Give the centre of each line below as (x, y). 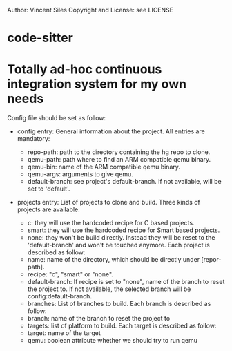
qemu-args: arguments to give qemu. (80, 174)
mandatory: (33, 139)
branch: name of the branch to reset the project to (99, 319)
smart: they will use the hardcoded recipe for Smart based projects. (124, 230)
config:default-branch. (59, 296)
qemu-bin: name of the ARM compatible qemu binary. (104, 167)
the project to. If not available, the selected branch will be (109, 289)
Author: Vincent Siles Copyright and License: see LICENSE (90, 10)
